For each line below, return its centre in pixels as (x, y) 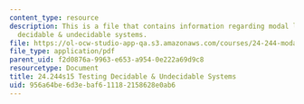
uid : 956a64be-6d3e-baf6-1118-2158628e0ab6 (93, 85)
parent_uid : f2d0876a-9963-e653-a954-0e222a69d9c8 (107, 60)
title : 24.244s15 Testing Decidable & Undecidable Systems (123, 77)
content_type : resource (54, 18)
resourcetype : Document (54, 69)
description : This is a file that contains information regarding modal (149, 26)
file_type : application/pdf (62, 52)
